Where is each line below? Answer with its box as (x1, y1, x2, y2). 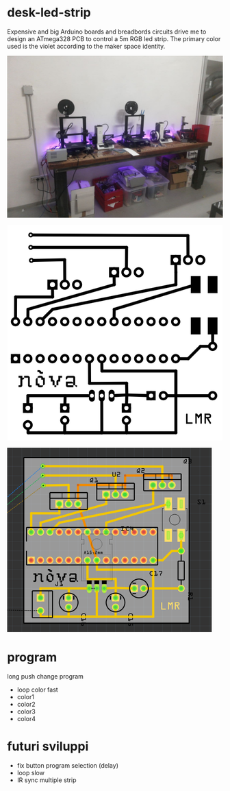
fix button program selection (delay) (16, 761, 118, 769)
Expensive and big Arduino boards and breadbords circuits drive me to (7, 27, 207, 36)
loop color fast (16, 685, 58, 694)
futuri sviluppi (7, 739, 89, 755)
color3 (16, 707, 36, 716)
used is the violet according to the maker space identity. (7, 42, 166, 50)
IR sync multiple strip (16, 776, 77, 784)
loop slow (16, 768, 44, 777)
